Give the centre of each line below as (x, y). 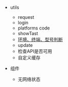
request (26, 17)
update (25, 45)
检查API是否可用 (35, 51)
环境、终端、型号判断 (40, 39)
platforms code (34, 28)
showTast (28, 33)
